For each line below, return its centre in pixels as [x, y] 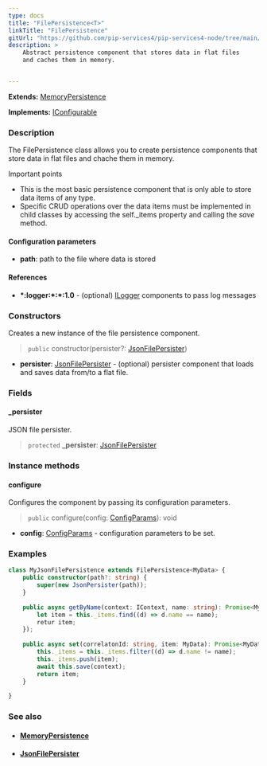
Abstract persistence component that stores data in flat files [131, 53]
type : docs [26, 16]
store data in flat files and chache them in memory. [91, 158]
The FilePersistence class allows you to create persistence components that [133, 150]
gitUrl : [21, 38]
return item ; [58, 674]
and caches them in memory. [69, 61]
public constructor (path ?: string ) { [85, 578]
